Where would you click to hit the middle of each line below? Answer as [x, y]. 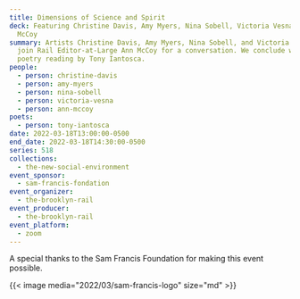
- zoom [29, 233]
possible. [26, 268]
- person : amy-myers [55, 84]
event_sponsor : [37, 175]
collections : [33, 158]
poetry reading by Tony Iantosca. [81, 59]
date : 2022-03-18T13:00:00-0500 [69, 134]
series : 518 [31, 150]
